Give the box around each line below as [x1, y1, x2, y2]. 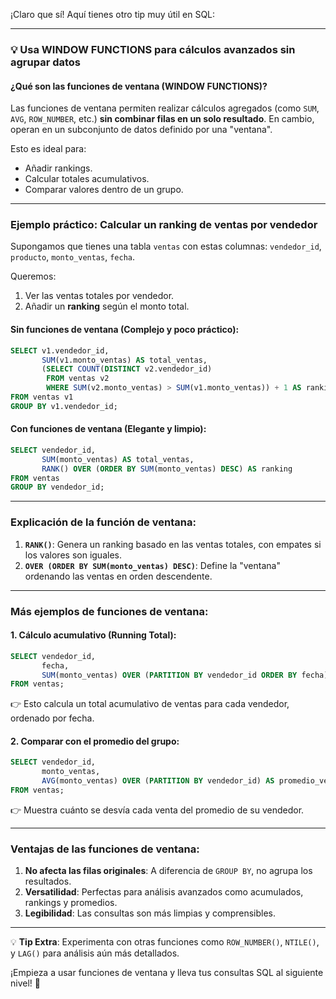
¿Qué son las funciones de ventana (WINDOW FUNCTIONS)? [10, 80, 268, 92]
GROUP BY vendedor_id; [10, 482, 105, 493]
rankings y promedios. [24, 897, 118, 909]
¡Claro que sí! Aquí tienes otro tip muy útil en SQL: [10, 9, 216, 20]
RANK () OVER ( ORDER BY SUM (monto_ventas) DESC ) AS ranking [41, 464, 293, 474]
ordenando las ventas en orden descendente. [24, 570, 213, 582]
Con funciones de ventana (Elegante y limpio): [10, 423, 207, 435]
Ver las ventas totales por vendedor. [24, 290, 175, 302]
